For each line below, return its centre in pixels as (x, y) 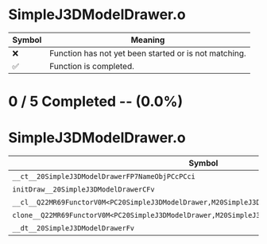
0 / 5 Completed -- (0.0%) (96, 102)
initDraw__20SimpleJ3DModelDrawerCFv (83, 190)
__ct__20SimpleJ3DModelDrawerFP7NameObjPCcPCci (104, 177)
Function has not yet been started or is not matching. (147, 53)
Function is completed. (92, 66)
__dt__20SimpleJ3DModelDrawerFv (74, 229)
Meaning (148, 40)
